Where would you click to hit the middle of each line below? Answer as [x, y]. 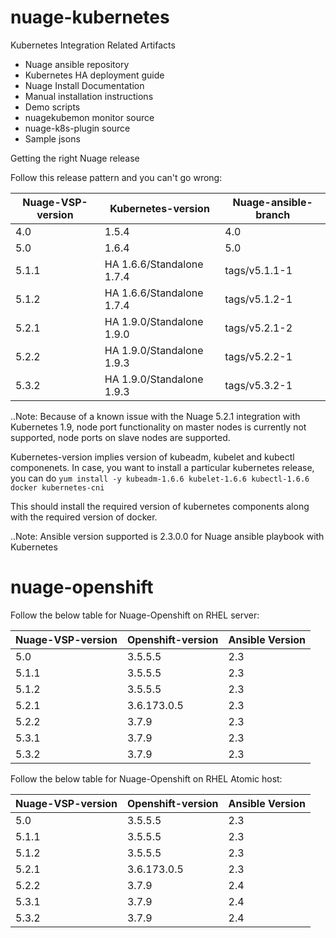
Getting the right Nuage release [75, 158]
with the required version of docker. [84, 517]
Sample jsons [52, 138]
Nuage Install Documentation [84, 85]
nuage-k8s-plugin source [77, 128]
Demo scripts [52, 107]
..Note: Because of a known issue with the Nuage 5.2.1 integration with [155, 416]
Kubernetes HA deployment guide [94, 75]
